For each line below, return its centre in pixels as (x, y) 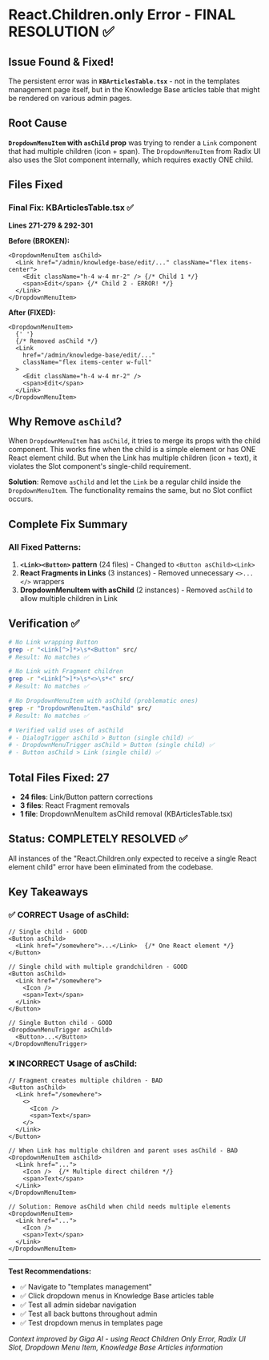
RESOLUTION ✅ (61, 32)
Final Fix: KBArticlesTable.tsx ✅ (71, 208)
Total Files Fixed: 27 (59, 778)
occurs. (21, 499)
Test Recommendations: (50, 1271)
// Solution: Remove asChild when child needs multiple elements (119, 1207)
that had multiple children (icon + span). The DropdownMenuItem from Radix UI (134, 151)
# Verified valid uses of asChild (66, 730)
